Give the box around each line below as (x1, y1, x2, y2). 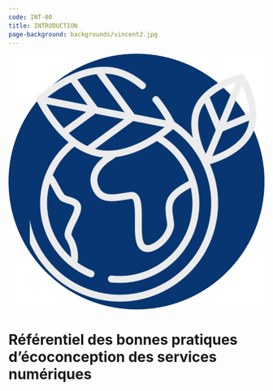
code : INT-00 (8, 13, 53, 21)
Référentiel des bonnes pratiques (8, 331, 238, 349)
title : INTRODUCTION (8, 21, 79, 30)
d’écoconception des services (8, 348, 217, 367)
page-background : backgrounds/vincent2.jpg (8, 30, 158, 38)
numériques (8, 365, 92, 384)
